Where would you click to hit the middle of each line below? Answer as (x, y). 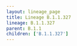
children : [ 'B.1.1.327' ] (37, 34)
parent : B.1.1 (24, 28)
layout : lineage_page (33, 12)
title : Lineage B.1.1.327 (38, 17)
